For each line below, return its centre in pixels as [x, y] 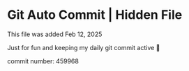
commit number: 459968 [43, 61]
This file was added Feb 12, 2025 [55, 34]
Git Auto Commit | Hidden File [95, 15]
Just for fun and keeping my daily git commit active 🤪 [84, 47]
